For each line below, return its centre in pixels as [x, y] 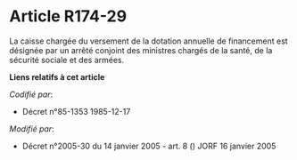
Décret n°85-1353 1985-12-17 [76, 111]
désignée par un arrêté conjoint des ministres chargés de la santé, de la [141, 50]
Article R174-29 [68, 16]
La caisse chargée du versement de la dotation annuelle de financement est [148, 41]
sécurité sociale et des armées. [67, 60]
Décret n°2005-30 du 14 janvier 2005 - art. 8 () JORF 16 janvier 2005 [149, 146]
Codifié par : [31, 94]
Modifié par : [32, 128]
